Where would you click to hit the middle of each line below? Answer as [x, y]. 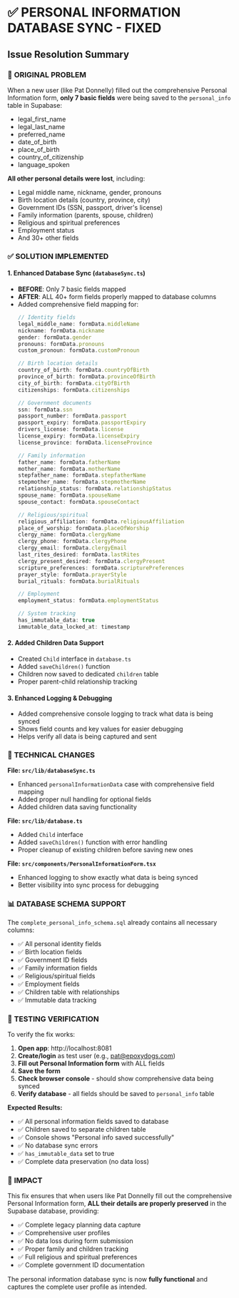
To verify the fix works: [41, 1035]
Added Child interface [50, 835]
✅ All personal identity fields [60, 943]
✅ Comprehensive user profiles [64, 1233]
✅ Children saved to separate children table [82, 1130]
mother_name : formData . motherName [69, 469]
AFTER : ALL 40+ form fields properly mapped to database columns [117, 296]
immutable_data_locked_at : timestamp [74, 627]
